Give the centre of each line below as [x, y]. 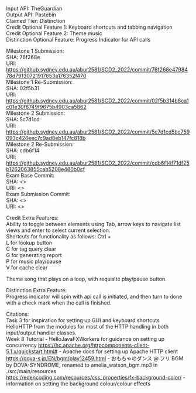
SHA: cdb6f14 [23, 151]
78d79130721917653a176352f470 [46, 76]
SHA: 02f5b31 [23, 88]
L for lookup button [29, 243]
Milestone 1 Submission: [35, 51]
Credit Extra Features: [32, 218]
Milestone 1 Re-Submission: [39, 82]
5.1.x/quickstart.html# [32, 351]
